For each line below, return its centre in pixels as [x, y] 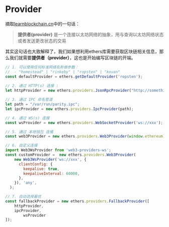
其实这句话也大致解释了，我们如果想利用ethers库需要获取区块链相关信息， [82, 51]
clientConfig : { [35, 164]
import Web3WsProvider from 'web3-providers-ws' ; [58, 150]
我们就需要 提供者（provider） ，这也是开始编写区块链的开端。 [72, 58]
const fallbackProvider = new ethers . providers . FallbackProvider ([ [77, 201]
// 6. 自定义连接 [21, 146]
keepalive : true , [41, 169]
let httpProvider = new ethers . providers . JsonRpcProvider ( [68, 91]
